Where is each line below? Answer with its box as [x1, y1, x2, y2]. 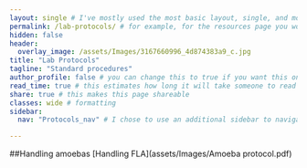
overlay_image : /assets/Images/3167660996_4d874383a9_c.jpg [17, 47, 251, 57]
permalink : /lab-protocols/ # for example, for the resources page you [9, 22, 288, 31]
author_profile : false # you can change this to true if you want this [9, 73, 288, 82]
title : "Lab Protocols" [9, 56, 101, 65]
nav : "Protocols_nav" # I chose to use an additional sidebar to [17, 115, 272, 124]
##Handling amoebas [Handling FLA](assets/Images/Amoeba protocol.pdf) [9, 148, 292, 160]
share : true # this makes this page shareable [9, 89, 190, 99]
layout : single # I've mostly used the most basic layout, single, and [9, 13, 288, 23]
